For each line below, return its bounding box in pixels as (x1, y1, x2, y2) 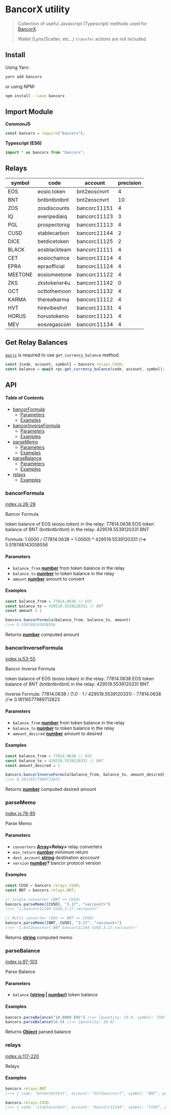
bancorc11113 (76, 221, 113, 228)
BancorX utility (5, 4, 70, 15)
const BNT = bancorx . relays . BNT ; (5, 888, 76, 893)
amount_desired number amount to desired (12, 730, 103, 737)
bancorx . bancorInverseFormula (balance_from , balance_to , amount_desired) (5, 772, 165, 778)
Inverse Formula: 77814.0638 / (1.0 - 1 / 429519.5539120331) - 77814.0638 (5, 691, 161, 697)
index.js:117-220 (5, 1053, 39, 1059)
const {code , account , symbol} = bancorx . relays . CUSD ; (5, 361, 124, 367)
